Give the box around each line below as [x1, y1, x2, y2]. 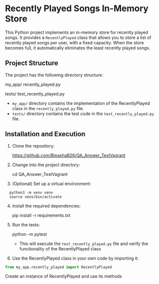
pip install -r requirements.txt [12, 212, 71, 218]
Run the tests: [12, 222, 40, 227]
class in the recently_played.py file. [12, 105, 84, 111]
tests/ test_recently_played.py [5, 91, 65, 96]
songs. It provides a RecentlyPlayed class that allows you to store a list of [5, 35, 152, 40]
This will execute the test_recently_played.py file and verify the [19, 241, 148, 246]
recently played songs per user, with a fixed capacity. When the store [5, 39, 144, 45]
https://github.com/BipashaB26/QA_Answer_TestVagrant [12, 152, 125, 158]
